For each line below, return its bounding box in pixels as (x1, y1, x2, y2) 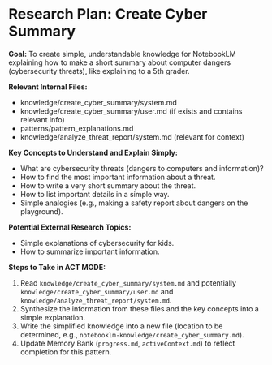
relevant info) (19, 114, 65, 124)
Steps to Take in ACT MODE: (8, 262, 106, 272)
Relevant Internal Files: (8, 82, 88, 92)
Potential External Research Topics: (8, 222, 132, 232)
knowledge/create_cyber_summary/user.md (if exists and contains (19, 106, 243, 116)
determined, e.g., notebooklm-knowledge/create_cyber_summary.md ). (19, 329, 245, 339)
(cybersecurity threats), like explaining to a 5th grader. (8, 66, 190, 75)
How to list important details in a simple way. (19, 189, 170, 199)
